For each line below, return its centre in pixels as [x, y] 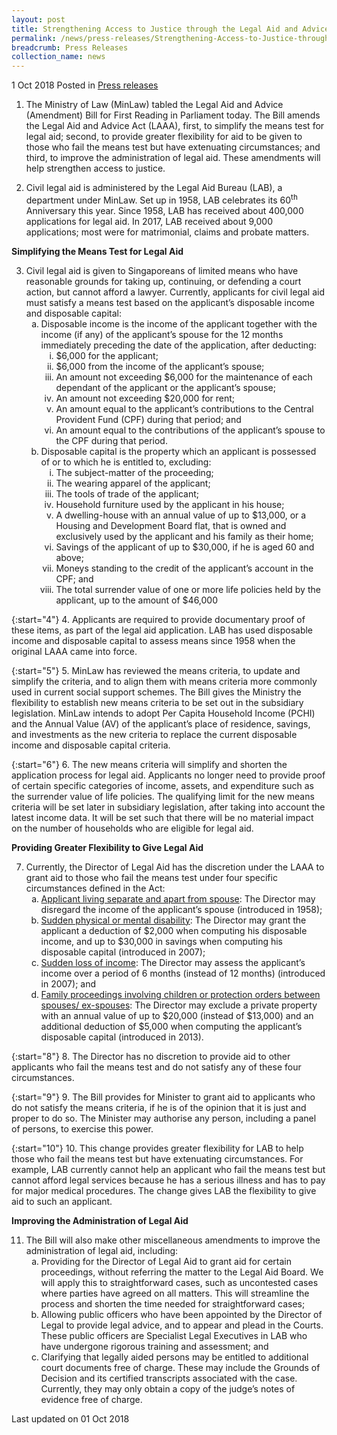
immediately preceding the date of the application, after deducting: [178, 345]
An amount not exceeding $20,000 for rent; [145, 398]
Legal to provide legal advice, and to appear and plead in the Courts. [182, 1325]
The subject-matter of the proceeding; [134, 472]
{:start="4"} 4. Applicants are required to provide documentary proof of [158, 619]
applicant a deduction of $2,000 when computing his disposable [174, 930]
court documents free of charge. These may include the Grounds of [180, 1367]
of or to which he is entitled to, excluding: [126, 462]
